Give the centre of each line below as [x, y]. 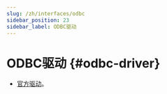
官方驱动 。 [32, 84]
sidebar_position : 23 [38, 20]
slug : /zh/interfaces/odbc [46, 14]
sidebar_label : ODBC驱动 [42, 26]
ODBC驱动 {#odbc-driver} [83, 63]
